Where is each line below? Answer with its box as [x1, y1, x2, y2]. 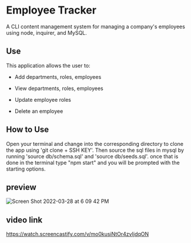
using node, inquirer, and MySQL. [6, 29, 87, 36]
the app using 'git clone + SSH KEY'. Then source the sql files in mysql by [6, 147, 184, 154]
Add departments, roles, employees [14, 73, 102, 80]
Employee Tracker [6, 4, 97, 17]
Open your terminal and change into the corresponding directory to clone [6, 140, 184, 147]
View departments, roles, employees [14, 85, 104, 92]
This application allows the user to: [6, 62, 91, 69]
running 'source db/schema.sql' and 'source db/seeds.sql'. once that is [6, 152, 179, 159]
